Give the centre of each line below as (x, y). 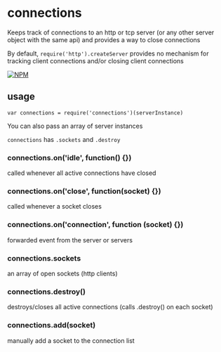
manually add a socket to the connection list (71, 340)
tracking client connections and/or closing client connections (95, 60)
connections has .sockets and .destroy (64, 139)
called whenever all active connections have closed (82, 173)
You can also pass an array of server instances (75, 126)
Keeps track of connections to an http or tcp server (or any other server (111, 32)
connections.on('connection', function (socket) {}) (95, 225)
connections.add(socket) (52, 325)
